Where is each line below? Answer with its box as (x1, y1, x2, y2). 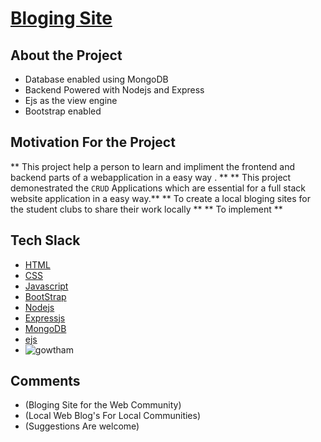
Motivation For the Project (10, 134, 176, 151)
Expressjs (24, 312, 66, 324)
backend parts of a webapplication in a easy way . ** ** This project (10, 171, 292, 183)
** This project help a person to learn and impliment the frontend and (10, 160, 296, 172)
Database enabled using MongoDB (24, 73, 169, 85)
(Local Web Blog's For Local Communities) (24, 410, 202, 422)
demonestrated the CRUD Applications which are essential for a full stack (10, 182, 306, 194)
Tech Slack (10, 232, 81, 249)
